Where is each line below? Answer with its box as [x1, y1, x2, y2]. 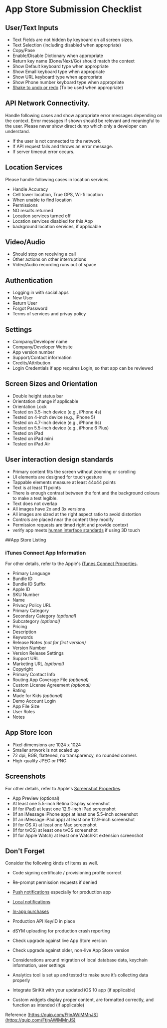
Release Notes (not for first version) [12, 639, 86, 645]
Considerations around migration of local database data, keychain [12, 957, 148, 963]
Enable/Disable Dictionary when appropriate [12, 53, 103, 59]
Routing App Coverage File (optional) [12, 677, 89, 683]
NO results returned [12, 207, 53, 213]
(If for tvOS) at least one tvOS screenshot [12, 827, 98, 833]
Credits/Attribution [12, 360, 51, 366]
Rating [12, 687, 26, 693]
